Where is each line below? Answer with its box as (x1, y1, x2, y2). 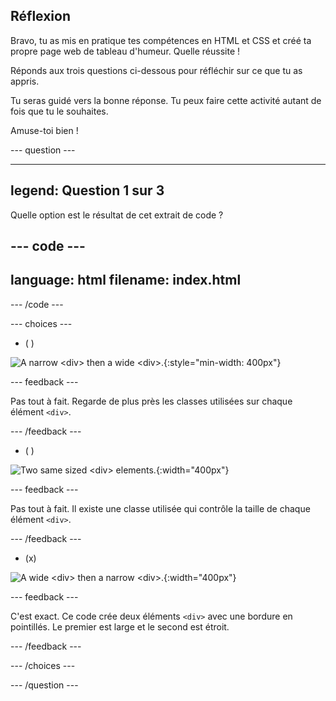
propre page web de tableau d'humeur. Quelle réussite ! (10, 45, 241, 57)
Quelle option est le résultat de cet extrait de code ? (10, 209, 224, 221)
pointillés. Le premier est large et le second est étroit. (10, 620, 230, 633)
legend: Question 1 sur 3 (10, 182, 165, 199)
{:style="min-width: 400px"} (163, 356, 282, 368)
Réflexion (10, 8, 72, 25)
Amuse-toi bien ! (10, 124, 79, 136)
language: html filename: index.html (10, 272, 242, 289)
